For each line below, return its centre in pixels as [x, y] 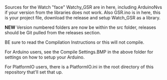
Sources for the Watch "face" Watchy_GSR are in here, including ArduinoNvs [83, 7]
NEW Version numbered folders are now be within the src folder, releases [80, 27]
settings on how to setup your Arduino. [45, 57]
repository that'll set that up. [34, 72]
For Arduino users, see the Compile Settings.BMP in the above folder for [79, 52]
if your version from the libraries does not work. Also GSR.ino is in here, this [83, 12]
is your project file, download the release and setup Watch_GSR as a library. [82, 18]
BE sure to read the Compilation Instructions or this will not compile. [74, 42]
